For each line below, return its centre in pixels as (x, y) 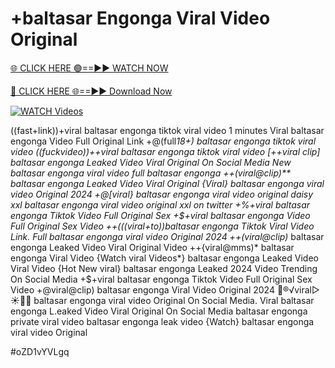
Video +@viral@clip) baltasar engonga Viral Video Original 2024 (142, 289)
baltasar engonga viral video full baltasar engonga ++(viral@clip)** (150, 173)
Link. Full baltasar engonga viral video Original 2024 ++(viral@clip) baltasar (167, 236)
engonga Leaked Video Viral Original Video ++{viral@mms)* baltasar (152, 247)
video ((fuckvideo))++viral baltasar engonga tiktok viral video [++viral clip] (165, 151)
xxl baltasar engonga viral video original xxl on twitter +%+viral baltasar (160, 204)
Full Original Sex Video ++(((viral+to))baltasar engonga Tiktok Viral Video (162, 226)
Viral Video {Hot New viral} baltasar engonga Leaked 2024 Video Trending (164, 268)
